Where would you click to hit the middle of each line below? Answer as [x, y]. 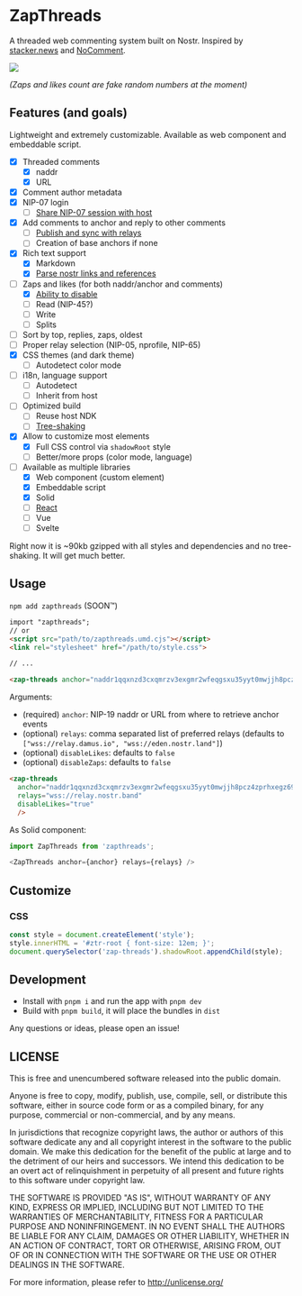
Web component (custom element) [100, 477]
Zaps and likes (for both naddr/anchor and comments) [122, 284]
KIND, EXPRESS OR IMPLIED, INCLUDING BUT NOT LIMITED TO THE [137, 1208]
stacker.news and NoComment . [67, 50]
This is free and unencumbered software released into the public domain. [145, 1079]
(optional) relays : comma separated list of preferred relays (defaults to [153, 734]
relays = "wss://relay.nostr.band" [80, 795]
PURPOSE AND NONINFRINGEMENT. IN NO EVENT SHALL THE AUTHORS [147, 1227]
